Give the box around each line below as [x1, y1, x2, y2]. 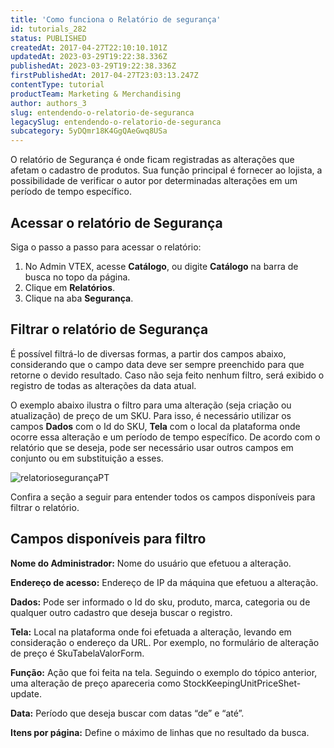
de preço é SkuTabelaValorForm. [10, 647, 145, 659]
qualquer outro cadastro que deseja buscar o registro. [10, 606, 233, 618]
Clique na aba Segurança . [24, 292, 134, 304]
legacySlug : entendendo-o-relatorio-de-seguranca [10, 117, 222, 127]
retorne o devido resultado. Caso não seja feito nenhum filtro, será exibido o [10, 369, 325, 381]
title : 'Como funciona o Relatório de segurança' [10, 14, 222, 25]
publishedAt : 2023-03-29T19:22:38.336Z [10, 61, 177, 71]
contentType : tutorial [10, 80, 105, 90]
